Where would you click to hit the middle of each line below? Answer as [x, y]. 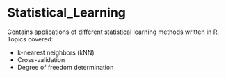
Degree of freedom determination [65, 67]
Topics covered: [30, 39]
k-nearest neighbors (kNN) [56, 52]
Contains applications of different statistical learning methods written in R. [113, 32]
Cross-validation [41, 59]
